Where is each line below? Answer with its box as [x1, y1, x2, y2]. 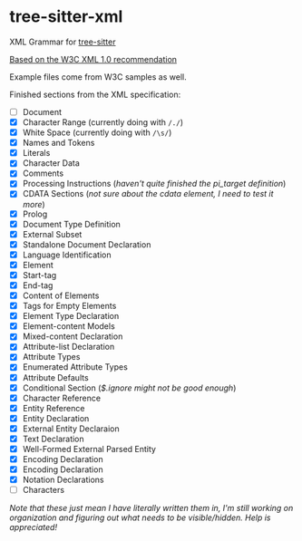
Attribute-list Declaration [22, 342, 115, 353]
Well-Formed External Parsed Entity [22, 443, 157, 454]
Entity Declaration [22, 412, 90, 423]
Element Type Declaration [22, 311, 120, 322]
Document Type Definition [22, 218, 121, 229]
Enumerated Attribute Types [22, 362, 129, 372]
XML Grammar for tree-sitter [9, 36, 116, 47]
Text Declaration [22, 433, 84, 444]
